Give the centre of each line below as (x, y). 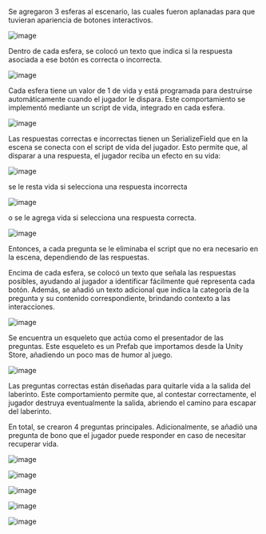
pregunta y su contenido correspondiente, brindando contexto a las (119, 298)
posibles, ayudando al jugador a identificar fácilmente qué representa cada (132, 281)
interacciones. (32, 307)
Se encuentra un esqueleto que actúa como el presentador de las (116, 338)
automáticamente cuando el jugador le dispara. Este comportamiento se (127, 99)
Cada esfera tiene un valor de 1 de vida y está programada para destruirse (131, 90)
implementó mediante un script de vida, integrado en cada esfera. (117, 108)
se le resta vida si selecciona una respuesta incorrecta (98, 187)
